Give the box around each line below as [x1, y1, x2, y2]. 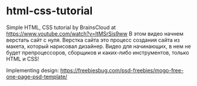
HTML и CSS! [6, 55, 40, 62]
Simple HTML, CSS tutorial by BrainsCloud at [6, 24, 116, 31]
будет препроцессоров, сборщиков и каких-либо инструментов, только [6, 49, 189, 56]
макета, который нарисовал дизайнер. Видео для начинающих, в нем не [6, 43, 191, 50]
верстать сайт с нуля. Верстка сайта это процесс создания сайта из [6, 36, 180, 43]
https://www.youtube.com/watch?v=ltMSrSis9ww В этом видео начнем [6, 30, 184, 37]
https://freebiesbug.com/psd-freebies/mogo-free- [60, 66, 184, 74]
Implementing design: [6, 66, 59, 74]
